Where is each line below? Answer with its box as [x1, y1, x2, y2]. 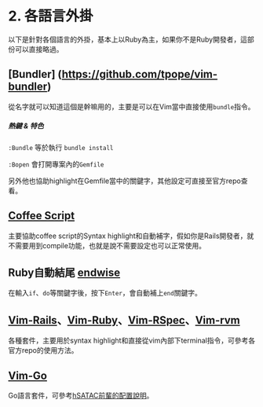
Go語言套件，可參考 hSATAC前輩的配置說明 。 [8, 390, 154, 400]
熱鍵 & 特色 [8, 121, 45, 130]
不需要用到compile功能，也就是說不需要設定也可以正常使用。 [8, 240, 206, 250]
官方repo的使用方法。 [8, 346, 79, 355]
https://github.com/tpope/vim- [61, 68, 218, 81]
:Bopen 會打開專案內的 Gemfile [8, 159, 104, 169]
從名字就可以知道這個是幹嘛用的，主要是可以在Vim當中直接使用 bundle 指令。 [8, 101, 255, 111]
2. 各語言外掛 [8, 7, 93, 25]
